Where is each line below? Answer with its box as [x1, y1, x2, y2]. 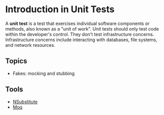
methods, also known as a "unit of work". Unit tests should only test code [5, 25, 159, 32]
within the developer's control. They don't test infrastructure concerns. [5, 31, 154, 37]
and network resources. [5, 42, 56, 48]
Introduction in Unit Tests [5, 4, 115, 15]
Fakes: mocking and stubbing [12, 70, 75, 76]
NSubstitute [12, 98, 38, 105]
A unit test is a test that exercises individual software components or [5, 20, 150, 26]
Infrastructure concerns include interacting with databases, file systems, [5, 37, 158, 43]
